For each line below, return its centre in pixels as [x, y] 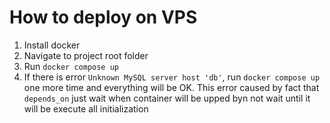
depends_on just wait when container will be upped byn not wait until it [167, 98]
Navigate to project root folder [86, 55]
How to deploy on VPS [103, 17]
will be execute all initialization [86, 108]
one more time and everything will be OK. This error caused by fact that [171, 87]
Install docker [52, 45]
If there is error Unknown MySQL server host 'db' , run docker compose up [172, 77]
